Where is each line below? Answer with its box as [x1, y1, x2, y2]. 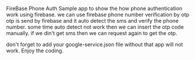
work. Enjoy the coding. [6, 47, 64, 54]
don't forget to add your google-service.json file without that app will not [6, 41, 183, 48]
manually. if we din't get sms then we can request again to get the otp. [6, 30, 177, 37]
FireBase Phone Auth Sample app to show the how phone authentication [6, 5, 183, 12]
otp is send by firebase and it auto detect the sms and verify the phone [6, 17, 179, 24]
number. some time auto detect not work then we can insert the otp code [6, 23, 184, 30]
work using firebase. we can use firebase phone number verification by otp [6, 11, 190, 18]
